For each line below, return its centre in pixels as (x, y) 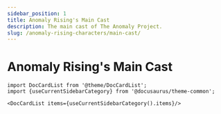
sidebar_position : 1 (37, 13)
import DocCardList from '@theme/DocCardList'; (77, 86)
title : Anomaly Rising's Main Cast (59, 20)
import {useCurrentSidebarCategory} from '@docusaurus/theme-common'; (111, 92)
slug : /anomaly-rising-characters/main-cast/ (74, 33)
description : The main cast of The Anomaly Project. (85, 26)
